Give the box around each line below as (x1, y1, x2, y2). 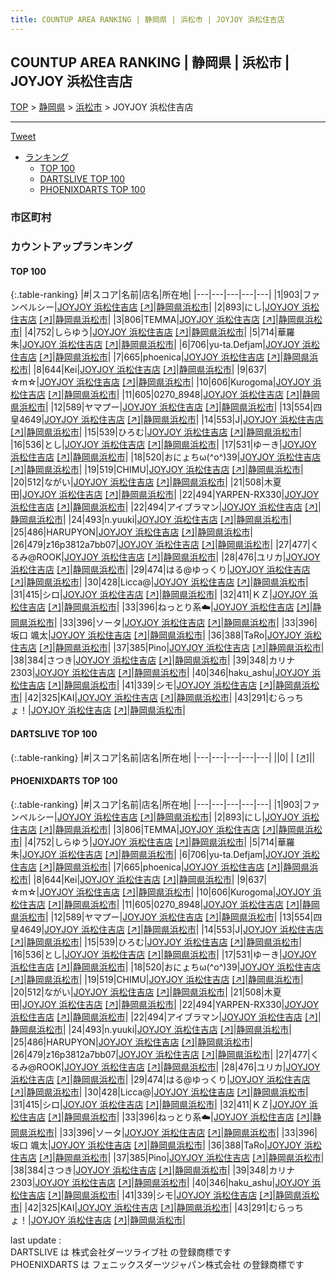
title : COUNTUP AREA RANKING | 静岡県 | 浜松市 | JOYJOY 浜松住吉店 (10, 14, 285, 25)
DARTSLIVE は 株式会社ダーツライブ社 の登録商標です (10, 1246, 232, 1258)
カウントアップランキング (10, 240, 133, 254)
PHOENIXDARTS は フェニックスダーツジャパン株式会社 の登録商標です (10, 1258, 305, 1270)
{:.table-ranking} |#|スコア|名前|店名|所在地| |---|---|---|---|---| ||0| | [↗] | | (10, 751, 316, 763)
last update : (10, 1234, 62, 1246)
